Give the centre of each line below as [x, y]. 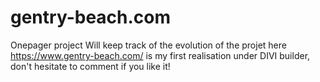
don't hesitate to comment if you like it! [90, 66]
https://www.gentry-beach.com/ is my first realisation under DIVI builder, [160, 55]
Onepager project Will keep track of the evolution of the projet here [148, 45]
